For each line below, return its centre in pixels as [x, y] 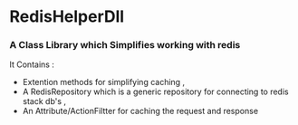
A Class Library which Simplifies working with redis [125, 45]
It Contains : [32, 64]
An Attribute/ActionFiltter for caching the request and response [140, 111]
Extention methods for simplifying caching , [104, 82]
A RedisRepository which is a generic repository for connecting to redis [155, 91]
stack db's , [44, 101]
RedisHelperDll [67, 17]
